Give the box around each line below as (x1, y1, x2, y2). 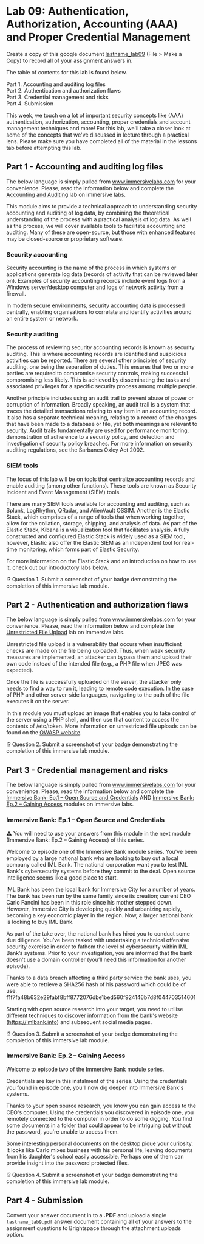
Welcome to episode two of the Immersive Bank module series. (6, 1065, 165, 1073)
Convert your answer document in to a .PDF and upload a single (6, 1211, 167, 1218)
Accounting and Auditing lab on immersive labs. (6, 191, 126, 198)
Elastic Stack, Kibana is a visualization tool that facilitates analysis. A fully (6, 526, 190, 533)
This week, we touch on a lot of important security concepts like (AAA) (6, 112, 183, 119)
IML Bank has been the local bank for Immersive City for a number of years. (6, 886, 196, 893)
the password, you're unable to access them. (6, 1128, 120, 1135)
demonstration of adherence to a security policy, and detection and (6, 433, 175, 441)
